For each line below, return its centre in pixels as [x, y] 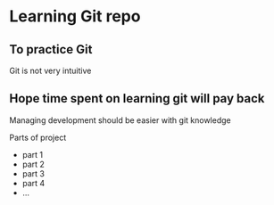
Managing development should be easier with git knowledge [120, 120]
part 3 [33, 173]
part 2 [33, 164]
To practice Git [51, 49]
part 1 [33, 154]
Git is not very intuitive [50, 70]
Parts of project [38, 137]
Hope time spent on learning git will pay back [137, 98]
